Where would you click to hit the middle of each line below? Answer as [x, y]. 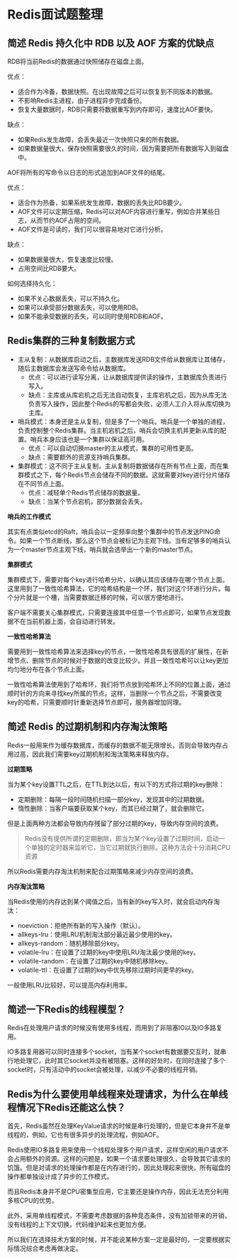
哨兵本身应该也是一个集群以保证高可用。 [89, 439]
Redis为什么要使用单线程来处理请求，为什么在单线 [118, 1094]
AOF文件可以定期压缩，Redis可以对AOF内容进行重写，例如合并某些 [116, 211]
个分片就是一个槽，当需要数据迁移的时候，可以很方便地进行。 [97, 597]
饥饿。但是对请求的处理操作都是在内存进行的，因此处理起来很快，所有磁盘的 [119, 1168]
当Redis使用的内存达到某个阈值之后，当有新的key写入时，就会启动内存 [110, 901]
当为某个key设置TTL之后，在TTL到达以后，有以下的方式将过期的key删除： [116, 784]
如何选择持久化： [32, 283]
